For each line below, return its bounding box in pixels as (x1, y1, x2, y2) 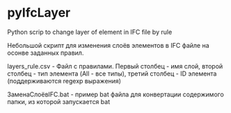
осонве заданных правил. (7, 49, 84, 57)
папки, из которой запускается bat (7, 97, 110, 105)
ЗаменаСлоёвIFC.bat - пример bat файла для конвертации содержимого (7, 90, 224, 98)
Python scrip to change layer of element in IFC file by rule (7, 28, 173, 36)
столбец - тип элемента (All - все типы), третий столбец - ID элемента (7, 69, 217, 78)
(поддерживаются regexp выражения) (7, 76, 122, 85)
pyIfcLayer (7, 5, 71, 21)
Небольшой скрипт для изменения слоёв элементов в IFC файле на (7, 41, 210, 49)
